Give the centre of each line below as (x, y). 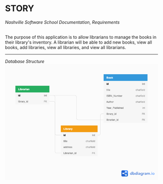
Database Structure (25, 62)
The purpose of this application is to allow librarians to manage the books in (81, 37)
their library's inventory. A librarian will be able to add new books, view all (79, 42)
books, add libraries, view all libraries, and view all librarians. (65, 48)
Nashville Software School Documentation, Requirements (62, 22)
